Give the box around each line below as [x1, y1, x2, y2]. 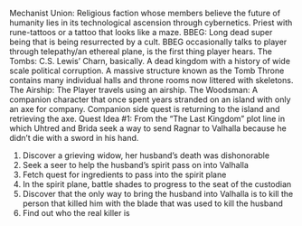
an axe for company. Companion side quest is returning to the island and [9, 104, 280, 114]
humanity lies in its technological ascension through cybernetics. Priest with [9, 17, 293, 28]
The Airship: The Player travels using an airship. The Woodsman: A [9, 85, 259, 95]
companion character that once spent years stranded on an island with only [9, 94, 291, 105]
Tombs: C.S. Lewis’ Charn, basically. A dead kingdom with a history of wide [9, 56, 291, 66]
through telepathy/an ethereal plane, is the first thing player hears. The [9, 46, 273, 57]
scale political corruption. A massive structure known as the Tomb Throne [9, 65, 285, 76]
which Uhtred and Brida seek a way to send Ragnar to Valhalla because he [9, 123, 287, 134]
